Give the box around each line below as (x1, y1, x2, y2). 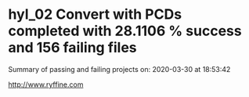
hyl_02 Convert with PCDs (8, 5, 182, 23)
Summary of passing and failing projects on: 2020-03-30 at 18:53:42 (8, 64, 231, 74)
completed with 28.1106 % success (8, 22, 242, 40)
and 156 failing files (8, 39, 137, 56)
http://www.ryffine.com (8, 80, 84, 89)
